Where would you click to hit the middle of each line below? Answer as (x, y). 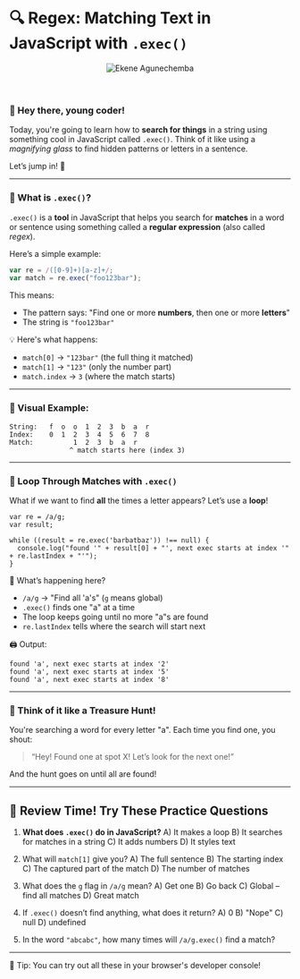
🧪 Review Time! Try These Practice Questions (139, 810)
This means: (32, 295)
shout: (21, 739)
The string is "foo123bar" (68, 322)
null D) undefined (54, 922)
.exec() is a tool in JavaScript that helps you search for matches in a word (147, 217)
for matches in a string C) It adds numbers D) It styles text (129, 841)
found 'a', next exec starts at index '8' (89, 679)
